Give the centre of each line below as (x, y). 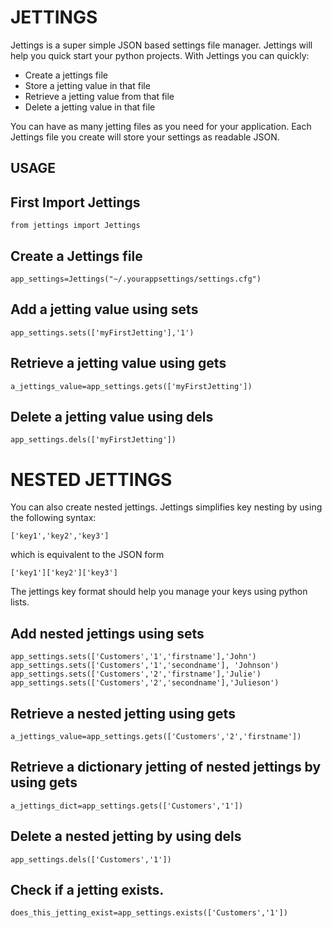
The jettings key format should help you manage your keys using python (159, 592)
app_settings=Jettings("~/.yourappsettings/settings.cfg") (136, 279)
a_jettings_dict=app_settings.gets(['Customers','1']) (127, 806)
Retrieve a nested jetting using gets (123, 713)
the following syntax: (53, 518)
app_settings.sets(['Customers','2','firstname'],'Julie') (136, 674)
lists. (20, 602)
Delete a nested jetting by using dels (126, 836)
